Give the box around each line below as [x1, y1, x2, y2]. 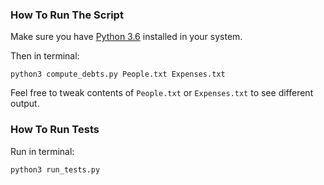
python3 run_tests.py [10, 164, 101, 175]
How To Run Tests [10, 123, 100, 137]
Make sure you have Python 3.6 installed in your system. [10, 31, 243, 43]
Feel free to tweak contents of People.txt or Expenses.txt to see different [10, 87, 314, 99]
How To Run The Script [10, 8, 124, 22]
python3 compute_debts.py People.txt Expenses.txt [10, 69, 226, 80]
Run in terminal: [10, 145, 75, 157]
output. [10, 98, 40, 110]
